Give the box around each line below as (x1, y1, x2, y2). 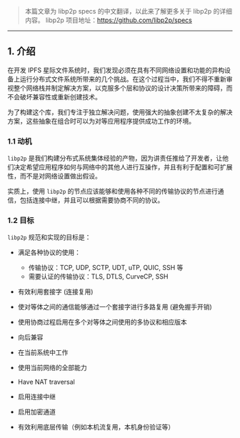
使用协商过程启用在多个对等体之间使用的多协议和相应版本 (17, 318, 187, 327)
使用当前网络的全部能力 (17, 364, 87, 372)
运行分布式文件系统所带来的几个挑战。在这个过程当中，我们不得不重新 (19, 74, 226, 83)
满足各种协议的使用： (17, 248, 81, 257)
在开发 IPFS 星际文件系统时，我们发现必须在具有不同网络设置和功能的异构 (7, 66, 225, 74)
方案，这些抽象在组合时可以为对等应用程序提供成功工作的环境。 (7, 116, 195, 125)
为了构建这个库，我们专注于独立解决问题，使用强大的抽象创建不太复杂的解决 (7, 107, 233, 116)
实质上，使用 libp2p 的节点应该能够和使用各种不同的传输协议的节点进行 (7, 187, 218, 196)
